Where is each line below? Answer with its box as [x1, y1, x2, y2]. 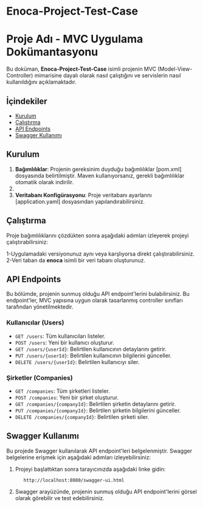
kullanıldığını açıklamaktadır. [6, 78, 77, 86]
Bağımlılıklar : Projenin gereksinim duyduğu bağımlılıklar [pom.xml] [15, 165, 182, 173]
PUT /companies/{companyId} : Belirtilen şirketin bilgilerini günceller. [15, 407, 181, 414]
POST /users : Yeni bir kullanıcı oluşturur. [15, 338, 114, 346]
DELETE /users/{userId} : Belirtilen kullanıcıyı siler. [15, 358, 140, 365]
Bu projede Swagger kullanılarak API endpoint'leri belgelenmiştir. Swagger [6, 447, 193, 454]
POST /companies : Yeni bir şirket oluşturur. [15, 393, 119, 401]
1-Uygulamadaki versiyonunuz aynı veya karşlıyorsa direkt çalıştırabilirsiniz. [6, 250, 194, 257]
